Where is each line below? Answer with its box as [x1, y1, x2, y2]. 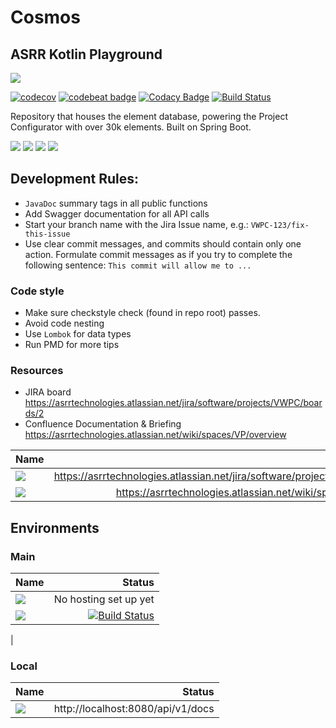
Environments [10, 519, 100, 536]
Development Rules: [10, 171, 140, 188]
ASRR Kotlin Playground [10, 46, 163, 63]
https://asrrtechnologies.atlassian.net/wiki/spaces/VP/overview [24, 429, 287, 441]
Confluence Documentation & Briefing [24, 418, 182, 430]
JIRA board [24, 386, 72, 398]
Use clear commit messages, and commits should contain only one [24, 237, 302, 250]
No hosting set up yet [53, 592, 155, 606]
